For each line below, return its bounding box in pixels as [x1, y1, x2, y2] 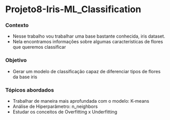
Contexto [5, 22, 29, 29]
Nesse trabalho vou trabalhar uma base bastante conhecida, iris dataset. [12, 33, 165, 39]
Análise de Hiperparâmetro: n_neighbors [12, 103, 98, 110]
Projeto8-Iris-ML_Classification [5, 4, 141, 15]
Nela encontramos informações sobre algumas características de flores [12, 39, 163, 45]
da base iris [12, 74, 37, 80]
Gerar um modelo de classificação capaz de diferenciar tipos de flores [12, 68, 161, 74]
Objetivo [5, 57, 27, 64]
